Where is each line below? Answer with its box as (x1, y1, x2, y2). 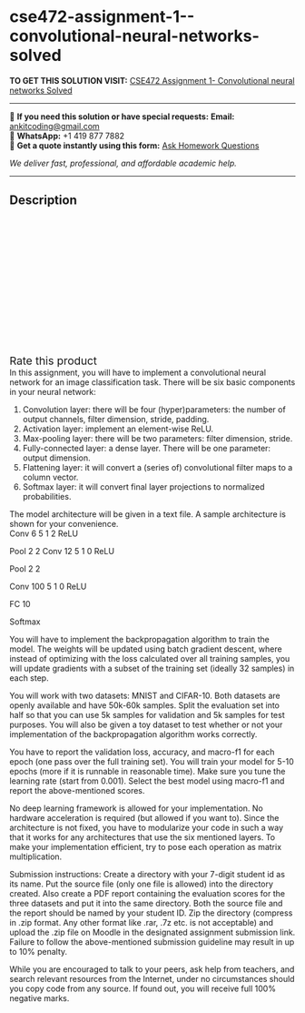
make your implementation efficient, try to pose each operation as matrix (9, 841, 282, 852)
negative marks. (9, 992, 70, 1003)
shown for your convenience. (9, 518, 119, 529)
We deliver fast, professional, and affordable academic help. (9, 157, 238, 168)
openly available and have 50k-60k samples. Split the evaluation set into (9, 699, 280, 711)
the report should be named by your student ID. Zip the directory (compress (9, 907, 293, 918)
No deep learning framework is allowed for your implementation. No (9, 803, 263, 814)
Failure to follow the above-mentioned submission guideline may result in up (9, 936, 295, 947)
